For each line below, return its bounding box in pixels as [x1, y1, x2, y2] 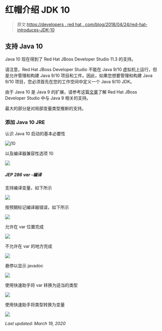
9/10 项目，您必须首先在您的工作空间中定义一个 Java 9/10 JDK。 [5, 78, 135, 84]
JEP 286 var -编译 [5, 171, 42, 178]
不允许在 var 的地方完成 [5, 243, 53, 249]
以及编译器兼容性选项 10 [5, 150, 54, 156]
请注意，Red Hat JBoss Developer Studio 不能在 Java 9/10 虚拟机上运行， [5, 66, 153, 72]
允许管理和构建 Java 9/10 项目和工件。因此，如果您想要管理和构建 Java [9, 73, 153, 78]
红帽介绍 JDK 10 [5, 4, 70, 16]
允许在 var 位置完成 [5, 224, 44, 230]
